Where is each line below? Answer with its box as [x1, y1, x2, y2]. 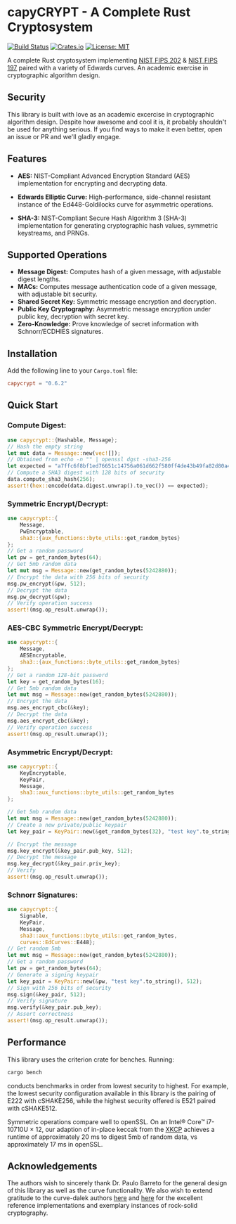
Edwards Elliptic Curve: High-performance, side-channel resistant [17, 193, 211, 201]
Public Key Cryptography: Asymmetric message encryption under [17, 305, 211, 314]
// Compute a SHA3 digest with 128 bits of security [7, 469, 165, 477]
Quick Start [7, 399, 58, 411]
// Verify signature [7, 998, 68, 1005]
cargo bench [7, 1069, 42, 1076]
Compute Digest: [7, 420, 67, 430]
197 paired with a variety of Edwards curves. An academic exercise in [7, 63, 209, 72]
